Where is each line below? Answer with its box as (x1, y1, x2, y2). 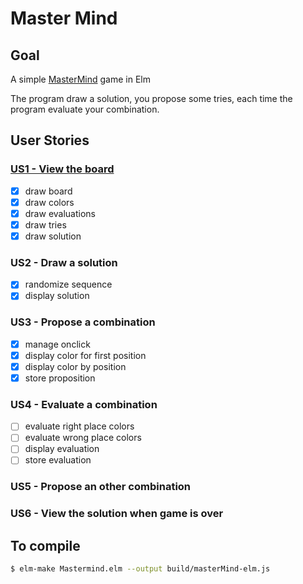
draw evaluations (24, 207, 96, 219)
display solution (24, 290, 90, 302)
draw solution (24, 230, 82, 242)
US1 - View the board (10, 162, 115, 176)
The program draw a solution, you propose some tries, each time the (10, 93, 293, 104)
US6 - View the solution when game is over (10, 507, 224, 521)
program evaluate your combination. (10, 103, 160, 115)
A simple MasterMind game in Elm (10, 73, 151, 85)
